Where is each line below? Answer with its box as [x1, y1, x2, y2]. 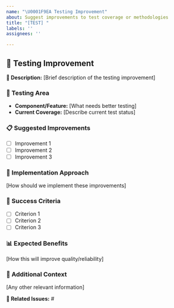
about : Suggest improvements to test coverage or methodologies [6, 14, 169, 20]
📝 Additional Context [6, 270, 67, 278]
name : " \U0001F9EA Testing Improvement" [6, 8, 108, 15]
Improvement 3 [14, 153, 52, 160]
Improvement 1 [14, 139, 52, 147]
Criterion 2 [14, 217, 42, 224]
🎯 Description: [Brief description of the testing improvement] [6, 74, 156, 81]
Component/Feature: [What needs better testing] [14, 102, 137, 110]
